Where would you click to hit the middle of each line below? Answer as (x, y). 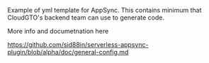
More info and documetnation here (58, 31)
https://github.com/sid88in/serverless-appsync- (78, 44)
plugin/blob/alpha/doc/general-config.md (68, 52)
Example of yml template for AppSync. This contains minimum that (104, 10)
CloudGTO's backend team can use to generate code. (86, 17)
